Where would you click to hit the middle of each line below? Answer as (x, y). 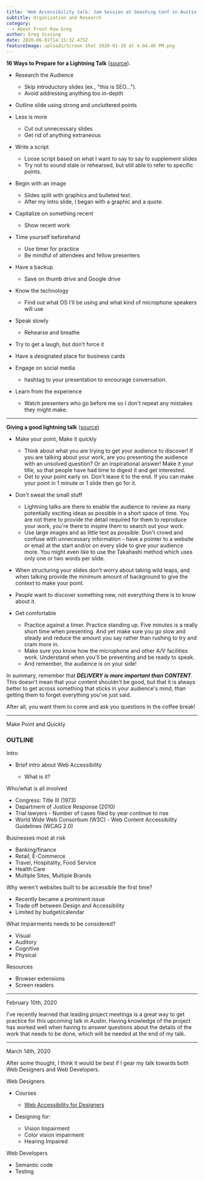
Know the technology (42, 290)
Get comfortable (36, 613)
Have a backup (34, 267)
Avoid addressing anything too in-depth (73, 93)
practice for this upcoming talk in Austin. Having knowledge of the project (99, 1021)
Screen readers (34, 985)
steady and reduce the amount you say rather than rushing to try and (110, 638)
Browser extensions (40, 979)
